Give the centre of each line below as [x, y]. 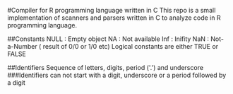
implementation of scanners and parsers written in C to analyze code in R [114, 18]
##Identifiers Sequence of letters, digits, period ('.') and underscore [105, 67]
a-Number [22, 46]
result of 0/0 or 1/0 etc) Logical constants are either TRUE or [131, 46]
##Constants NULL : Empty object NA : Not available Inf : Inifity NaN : [108, 39]
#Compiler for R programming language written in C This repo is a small [112, 10]
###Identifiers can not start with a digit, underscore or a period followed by [117, 75]
